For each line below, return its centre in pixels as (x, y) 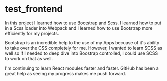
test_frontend (34, 9)
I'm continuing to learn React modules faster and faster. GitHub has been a (82, 68)
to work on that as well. (29, 58)
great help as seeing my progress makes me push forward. (66, 73)
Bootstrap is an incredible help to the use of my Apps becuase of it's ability (82, 42)
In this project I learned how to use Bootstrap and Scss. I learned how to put (83, 23)
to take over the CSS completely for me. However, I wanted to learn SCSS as (83, 48)
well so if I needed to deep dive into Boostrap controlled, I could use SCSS (82, 53)
